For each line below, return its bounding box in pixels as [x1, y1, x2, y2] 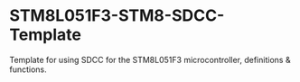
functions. [9, 64, 47, 75]
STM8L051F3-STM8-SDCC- [9, 5, 225, 26]
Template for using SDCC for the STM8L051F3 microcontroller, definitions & [9, 54, 291, 65]
